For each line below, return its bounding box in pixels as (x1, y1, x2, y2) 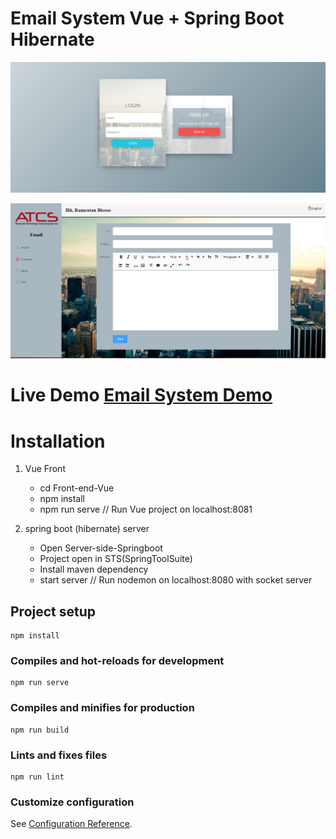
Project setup (10, 603, 97, 620)
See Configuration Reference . (10, 818, 133, 830)
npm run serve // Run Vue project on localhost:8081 (39, 503, 253, 516)
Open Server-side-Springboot (39, 542, 163, 554)
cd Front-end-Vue (39, 482, 115, 494)
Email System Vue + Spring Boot (10, 7, 285, 30)
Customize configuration (10, 795, 135, 809)
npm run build (10, 725, 70, 735)
